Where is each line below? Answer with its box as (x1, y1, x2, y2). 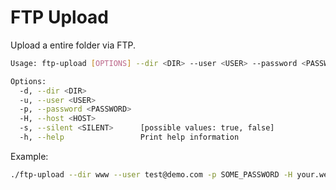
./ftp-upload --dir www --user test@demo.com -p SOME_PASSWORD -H (10, 169, 293, 180)
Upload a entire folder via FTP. (10, 39, 136, 51)
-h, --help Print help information (19, 132, 240, 143)
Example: (10, 150, 49, 162)
